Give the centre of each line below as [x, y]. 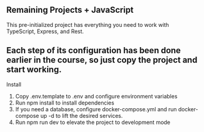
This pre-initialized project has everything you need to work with [88, 24]
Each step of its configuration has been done [94, 50]
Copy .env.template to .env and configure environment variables [96, 96]
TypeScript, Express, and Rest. [45, 31]
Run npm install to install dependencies [65, 103]
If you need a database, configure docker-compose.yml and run [96, 109]
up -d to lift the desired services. [81, 116]
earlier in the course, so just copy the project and [102, 60]
